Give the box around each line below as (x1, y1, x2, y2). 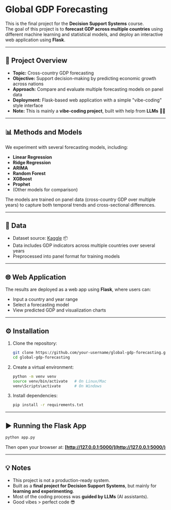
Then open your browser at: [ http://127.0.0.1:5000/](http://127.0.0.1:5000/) (5, 444, 166, 450)
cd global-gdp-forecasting (12, 354, 70, 360)
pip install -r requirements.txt (12, 402, 84, 407)
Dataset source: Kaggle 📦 (12, 235, 68, 241)
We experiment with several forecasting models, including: (5, 144, 128, 150)
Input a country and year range (12, 296, 78, 302)
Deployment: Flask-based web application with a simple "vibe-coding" (12, 97, 162, 103)
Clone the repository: (12, 340, 58, 346)
